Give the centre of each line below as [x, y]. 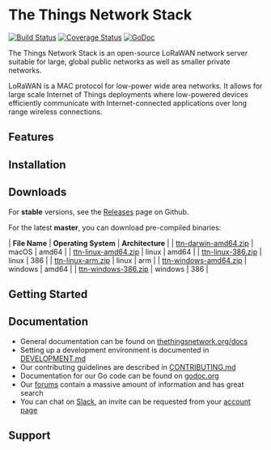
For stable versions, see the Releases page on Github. [99, 211]
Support [30, 436]
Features [31, 137]
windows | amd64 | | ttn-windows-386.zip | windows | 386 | [108, 269]
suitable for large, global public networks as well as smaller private [119, 62]
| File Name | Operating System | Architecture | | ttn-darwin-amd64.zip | [131, 243]
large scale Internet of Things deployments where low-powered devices [129, 94]
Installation [37, 165]
